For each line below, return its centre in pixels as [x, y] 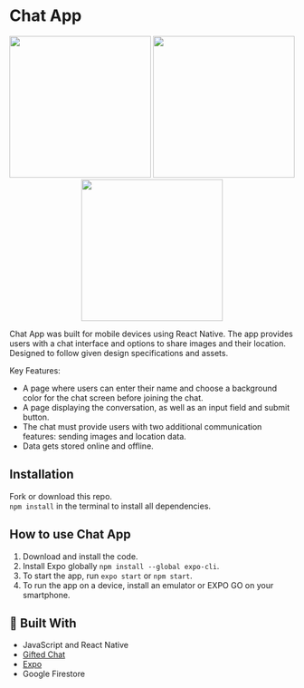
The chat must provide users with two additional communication [142, 426]
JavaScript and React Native [76, 645]
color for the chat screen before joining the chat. [113, 397]
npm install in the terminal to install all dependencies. [110, 506]
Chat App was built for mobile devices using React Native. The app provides [152, 334]
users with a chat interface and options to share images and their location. [148, 343]
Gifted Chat [44, 654]
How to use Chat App [70, 534]
